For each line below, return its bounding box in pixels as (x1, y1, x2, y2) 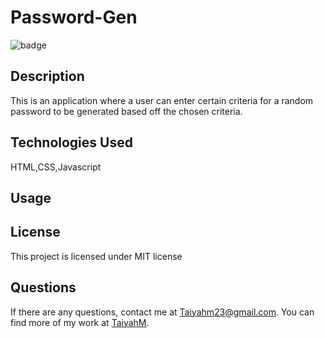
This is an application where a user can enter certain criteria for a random (10, 94, 314, 106)
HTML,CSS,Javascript (10, 161, 102, 173)
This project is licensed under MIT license (10, 250, 183, 262)
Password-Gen (10, 6, 138, 29)
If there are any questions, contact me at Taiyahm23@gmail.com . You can (10, 306, 315, 318)
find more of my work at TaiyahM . (10, 316, 150, 328)
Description (10, 68, 85, 85)
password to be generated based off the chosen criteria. (10, 105, 243, 117)
